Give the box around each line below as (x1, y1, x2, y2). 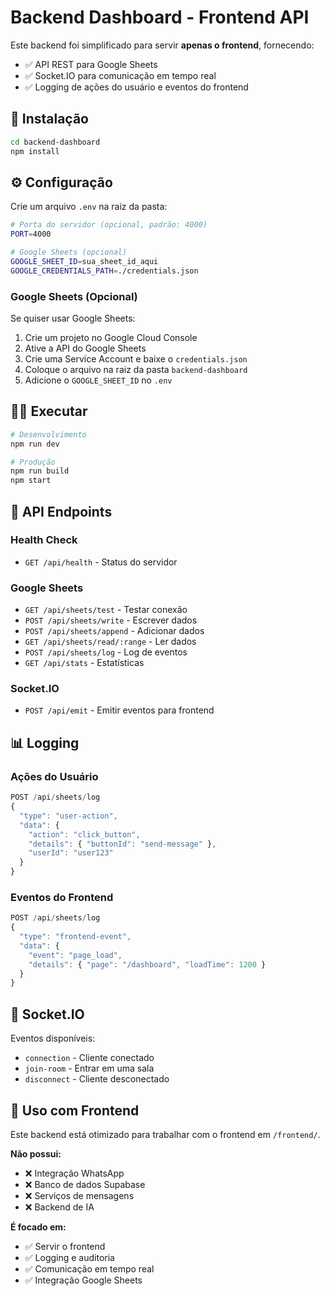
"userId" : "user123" (28, 848, 114, 858)
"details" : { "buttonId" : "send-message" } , (28, 839, 217, 849)
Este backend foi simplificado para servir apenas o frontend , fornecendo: (10, 39, 315, 51)
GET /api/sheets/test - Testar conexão (24, 604, 188, 616)
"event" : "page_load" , (28, 950, 123, 960)
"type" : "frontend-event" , (19, 932, 132, 942)
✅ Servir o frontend (24, 1240, 106, 1252)
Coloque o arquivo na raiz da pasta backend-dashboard (24, 363, 248, 375)
